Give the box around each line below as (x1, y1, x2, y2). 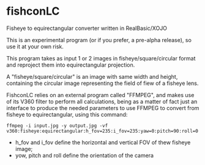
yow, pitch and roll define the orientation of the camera (15, 152, 154, 159)
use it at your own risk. (6, 43, 64, 50)
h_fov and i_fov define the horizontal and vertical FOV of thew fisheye (15, 139, 191, 146)
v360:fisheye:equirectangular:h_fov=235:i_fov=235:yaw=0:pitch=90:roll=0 (6, 128, 199, 134)
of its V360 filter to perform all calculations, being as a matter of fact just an (6, 98, 198, 105)
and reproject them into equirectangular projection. (6, 61, 135, 68)
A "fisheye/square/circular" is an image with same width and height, (6, 73, 178, 80)
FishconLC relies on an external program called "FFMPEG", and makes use (6, 91, 195, 98)
